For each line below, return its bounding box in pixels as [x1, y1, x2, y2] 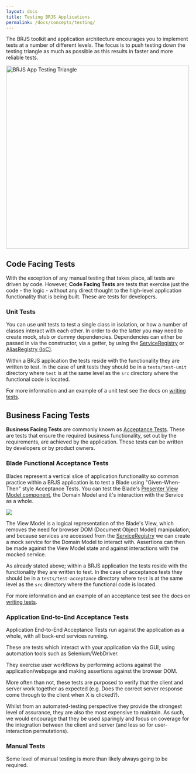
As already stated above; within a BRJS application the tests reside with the [6, 562, 188, 569]
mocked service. [6, 551, 47, 558]
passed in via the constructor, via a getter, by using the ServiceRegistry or [6, 340, 185, 347]
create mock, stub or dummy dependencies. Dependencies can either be [6, 333, 183, 340]
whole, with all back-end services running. [6, 632, 109, 639]
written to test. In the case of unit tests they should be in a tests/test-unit [6, 363, 187, 370]
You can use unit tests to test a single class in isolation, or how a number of [6, 321, 188, 328]
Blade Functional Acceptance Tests [6, 459, 109, 467]
